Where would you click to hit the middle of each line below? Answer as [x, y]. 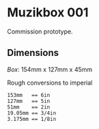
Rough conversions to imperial [50, 83]
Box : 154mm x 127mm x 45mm [50, 69]
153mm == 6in [29, 95]
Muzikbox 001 [48, 13]
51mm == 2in [29, 107]
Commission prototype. [40, 31]
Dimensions [33, 53]
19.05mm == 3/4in [32, 113]
